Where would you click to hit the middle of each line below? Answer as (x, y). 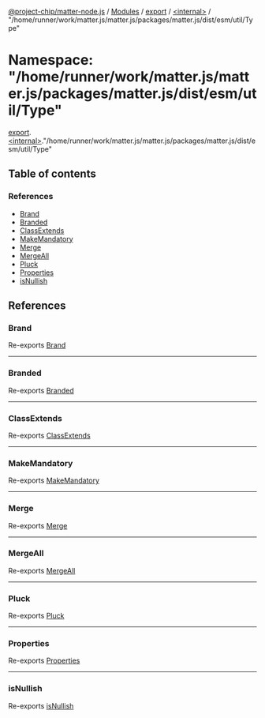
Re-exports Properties (44, 661)
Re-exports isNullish (41, 705)
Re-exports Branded (41, 390)
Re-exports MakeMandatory (54, 480)
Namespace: (51, 60)
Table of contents (52, 174)
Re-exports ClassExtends (49, 435)
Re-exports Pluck (36, 616)
